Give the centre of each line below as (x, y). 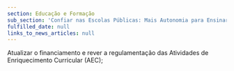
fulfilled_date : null (39, 26)
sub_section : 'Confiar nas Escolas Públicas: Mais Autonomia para (106, 20)
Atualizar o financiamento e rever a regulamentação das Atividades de (108, 53)
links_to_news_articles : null (51, 33)
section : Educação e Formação (51, 14)
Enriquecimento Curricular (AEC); (55, 61)
